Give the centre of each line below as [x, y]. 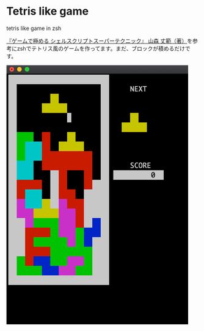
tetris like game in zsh [34, 28]
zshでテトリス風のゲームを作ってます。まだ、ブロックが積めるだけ [101, 48]
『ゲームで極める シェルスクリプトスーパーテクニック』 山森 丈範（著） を [100, 40]
